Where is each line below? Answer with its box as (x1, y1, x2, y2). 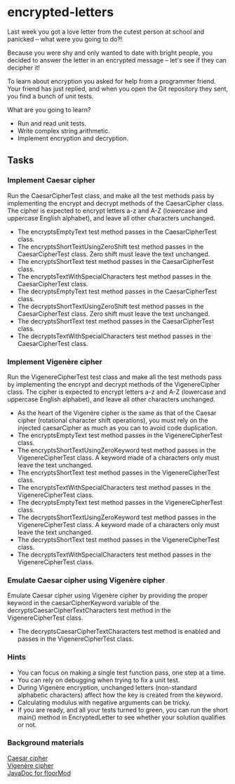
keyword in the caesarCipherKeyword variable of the (7, 599, 160, 607)
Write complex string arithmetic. (17, 126, 111, 135)
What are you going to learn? (7, 105, 91, 114)
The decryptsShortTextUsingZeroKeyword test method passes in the (17, 513, 216, 521)
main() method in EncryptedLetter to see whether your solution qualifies (17, 713, 226, 722)
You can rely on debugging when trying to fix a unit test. (17, 675, 180, 684)
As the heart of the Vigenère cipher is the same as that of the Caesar (17, 408, 217, 417)
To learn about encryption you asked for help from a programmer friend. (7, 77, 216, 85)
